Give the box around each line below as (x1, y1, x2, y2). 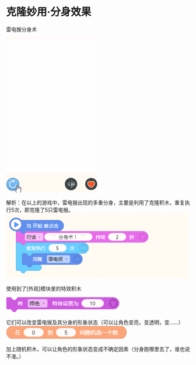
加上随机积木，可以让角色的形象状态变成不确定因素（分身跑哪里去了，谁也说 (6, 345, 190, 352)
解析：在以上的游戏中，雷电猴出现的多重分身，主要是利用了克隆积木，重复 (6, 199, 185, 206)
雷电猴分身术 (6, 26, 37, 33)
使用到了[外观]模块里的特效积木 (6, 285, 82, 292)
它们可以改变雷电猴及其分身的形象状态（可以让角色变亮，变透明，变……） (6, 319, 184, 326)
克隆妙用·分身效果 (6, 5, 92, 19)
